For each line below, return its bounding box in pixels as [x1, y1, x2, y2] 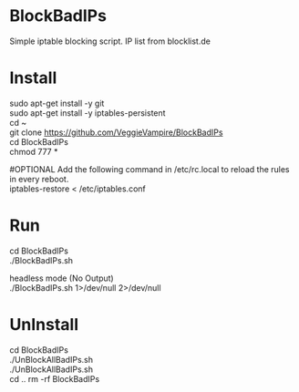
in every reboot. [9, 173, 69, 184]
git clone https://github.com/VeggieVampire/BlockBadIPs [9, 127, 223, 138]
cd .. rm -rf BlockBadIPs [9, 373, 100, 384]
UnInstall [9, 315, 79, 335]
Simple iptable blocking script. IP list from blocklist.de [9, 36, 211, 46]
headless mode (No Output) [9, 273, 114, 284]
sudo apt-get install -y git [9, 98, 105, 108]
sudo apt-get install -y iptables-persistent [9, 107, 166, 119]
